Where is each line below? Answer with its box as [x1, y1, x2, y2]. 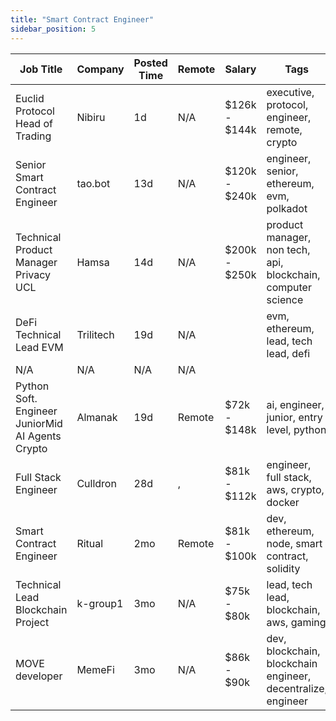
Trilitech [76, 327, 115, 341]
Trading [15, 129, 52, 143]
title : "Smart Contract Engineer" [10, 14, 155, 25]
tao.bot [76, 176, 111, 190]
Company [76, 62, 125, 76]
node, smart [266, 536, 323, 550]
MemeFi [76, 662, 115, 676]
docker [266, 495, 300, 509]
